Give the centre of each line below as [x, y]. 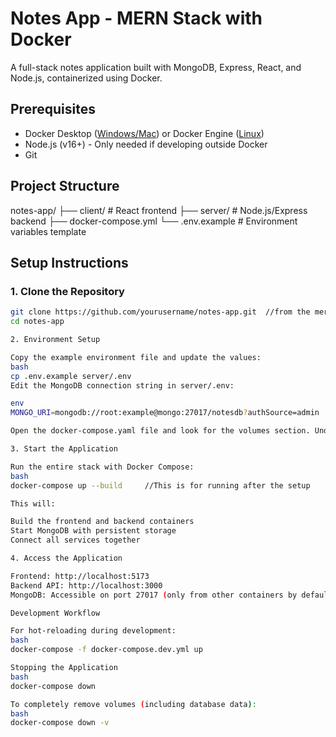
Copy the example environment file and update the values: [136, 357]
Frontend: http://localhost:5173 [80, 576]
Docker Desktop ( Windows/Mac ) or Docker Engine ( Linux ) [144, 133]
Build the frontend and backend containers [102, 522]
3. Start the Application [64, 449]
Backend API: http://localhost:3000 [86, 585]
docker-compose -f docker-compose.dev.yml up [106, 650]
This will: [33, 503]
